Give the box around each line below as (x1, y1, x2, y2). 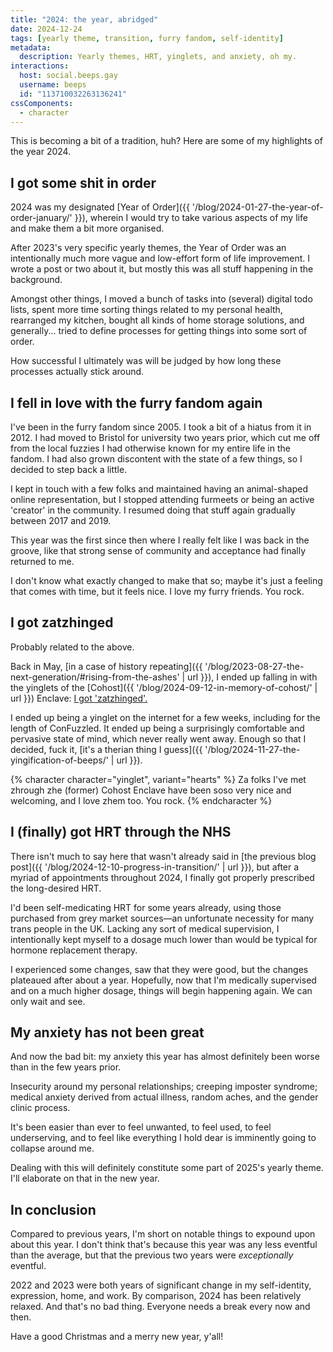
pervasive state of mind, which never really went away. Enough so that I (10, 732, 307, 745)
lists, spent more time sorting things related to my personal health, (10, 304, 283, 316)
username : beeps (19, 80, 87, 90)
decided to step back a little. (10, 464, 128, 475)
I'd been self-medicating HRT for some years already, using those (10, 901, 282, 913)
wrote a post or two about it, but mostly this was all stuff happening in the (10, 263, 314, 275)
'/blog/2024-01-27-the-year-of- (191, 201, 324, 213)
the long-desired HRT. (10, 882, 102, 894)
